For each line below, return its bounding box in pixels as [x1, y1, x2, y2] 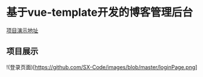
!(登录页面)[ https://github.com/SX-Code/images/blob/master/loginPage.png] [6, 63, 198, 70]
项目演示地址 [6, 27, 38, 34]
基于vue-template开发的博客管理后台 [6, 5, 193, 19]
